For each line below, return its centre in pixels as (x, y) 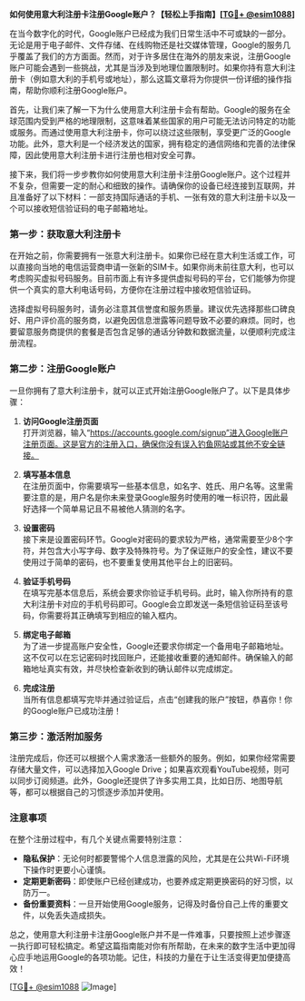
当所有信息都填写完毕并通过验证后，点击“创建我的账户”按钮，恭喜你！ (153, 699)
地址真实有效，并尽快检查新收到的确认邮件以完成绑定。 (134, 669)
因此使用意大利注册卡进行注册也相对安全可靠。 (113, 155)
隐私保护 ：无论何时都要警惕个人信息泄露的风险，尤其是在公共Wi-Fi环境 (156, 858)
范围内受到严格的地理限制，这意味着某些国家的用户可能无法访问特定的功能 (156, 121)
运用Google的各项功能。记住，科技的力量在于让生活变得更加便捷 (162, 957)
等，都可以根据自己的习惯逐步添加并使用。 (89, 792)
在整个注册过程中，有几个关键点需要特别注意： (97, 839)
